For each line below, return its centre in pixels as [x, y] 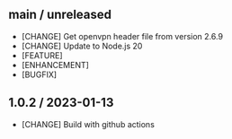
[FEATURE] [42, 55]
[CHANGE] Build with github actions [88, 124]
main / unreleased [60, 15]
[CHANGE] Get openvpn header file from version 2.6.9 [122, 36]
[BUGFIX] [39, 74]
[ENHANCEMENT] [55, 65]
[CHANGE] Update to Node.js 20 [82, 46]
